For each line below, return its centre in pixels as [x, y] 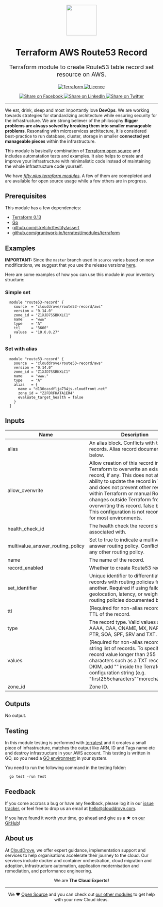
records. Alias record [113, 449]
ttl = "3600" [31, 328]
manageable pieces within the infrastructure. [50, 141]
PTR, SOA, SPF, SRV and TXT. [123, 634]
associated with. [108, 532]
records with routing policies [122, 582]
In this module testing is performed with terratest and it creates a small [76, 743]
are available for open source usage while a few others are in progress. [76, 181]
